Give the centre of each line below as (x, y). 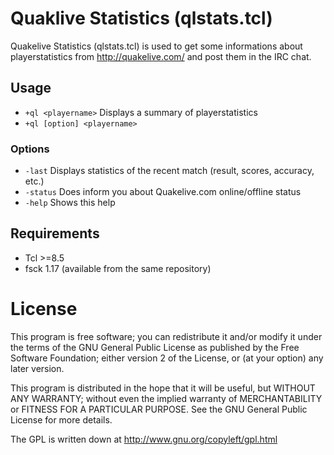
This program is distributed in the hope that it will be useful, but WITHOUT (163, 388)
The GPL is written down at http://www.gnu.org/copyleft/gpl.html (144, 439)
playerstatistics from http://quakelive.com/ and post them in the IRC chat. (161, 56)
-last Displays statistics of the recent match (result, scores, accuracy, (169, 171)
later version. (37, 368)
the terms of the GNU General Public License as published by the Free (155, 347)
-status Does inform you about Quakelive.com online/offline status (163, 192)
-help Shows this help (70, 203)
